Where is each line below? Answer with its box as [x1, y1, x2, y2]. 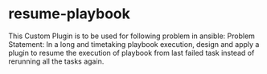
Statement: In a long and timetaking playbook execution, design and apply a [8, 39, 260, 49]
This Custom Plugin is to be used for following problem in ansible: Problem [8, 31, 256, 41]
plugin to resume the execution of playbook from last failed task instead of [8, 48, 255, 57]
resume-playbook [8, 5, 131, 23]
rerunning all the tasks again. [8, 56, 105, 66]
